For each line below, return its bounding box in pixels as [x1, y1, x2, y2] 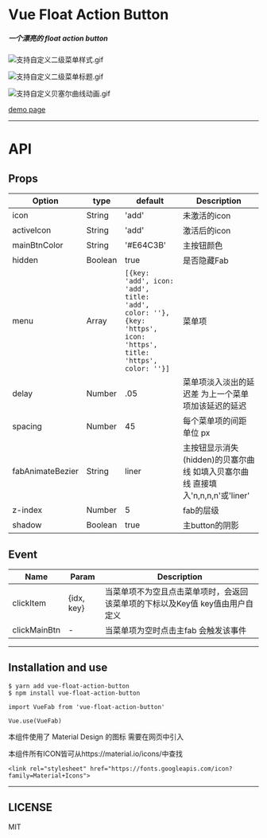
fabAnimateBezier [12, 466, 79, 477]
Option [32, 195, 59, 206]
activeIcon [12, 225, 52, 236]
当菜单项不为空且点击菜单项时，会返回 [104, 585, 249, 597]
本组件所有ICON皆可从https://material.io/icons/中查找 [8, 749, 183, 758]
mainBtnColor [12, 240, 64, 251]
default [136, 195, 164, 206]
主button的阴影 [182, 520, 240, 531]
